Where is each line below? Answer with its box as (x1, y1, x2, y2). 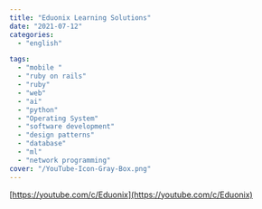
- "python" (17, 105, 59, 114)
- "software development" (17, 122, 116, 131)
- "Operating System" (17, 114, 99, 123)
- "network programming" (17, 156, 111, 165)
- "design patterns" (17, 130, 95, 140)
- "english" (17, 38, 63, 48)
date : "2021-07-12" (9, 22, 83, 31)
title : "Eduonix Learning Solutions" (9, 13, 152, 23)
